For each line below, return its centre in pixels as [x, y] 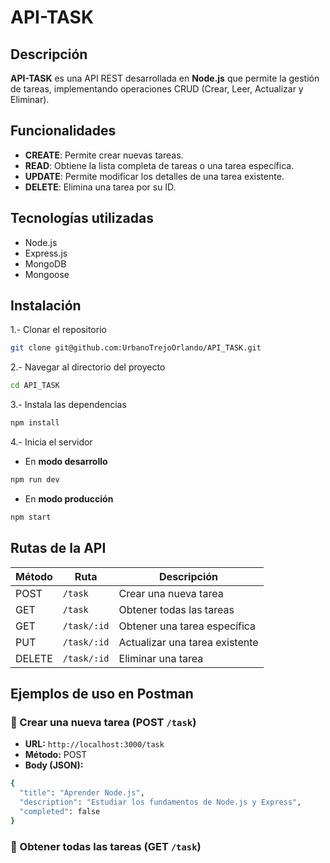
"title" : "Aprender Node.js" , [82, 793]
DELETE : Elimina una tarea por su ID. [100, 187]
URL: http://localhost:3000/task [94, 744]
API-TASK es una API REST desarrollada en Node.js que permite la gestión [165, 78]
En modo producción [69, 498]
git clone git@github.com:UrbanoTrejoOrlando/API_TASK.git [136, 348]
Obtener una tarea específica [187, 626]
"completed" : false [60, 811]
